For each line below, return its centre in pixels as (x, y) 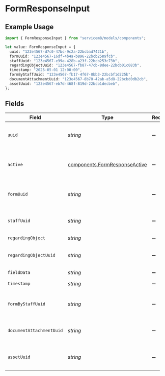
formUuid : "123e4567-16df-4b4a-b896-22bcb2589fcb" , (64, 56)
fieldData (19, 273)
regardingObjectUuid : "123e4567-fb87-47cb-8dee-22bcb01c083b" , (75, 65)
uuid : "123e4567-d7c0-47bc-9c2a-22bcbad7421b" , (59, 52)
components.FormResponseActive (108, 165)
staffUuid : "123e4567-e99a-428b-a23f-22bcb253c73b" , (65, 61)
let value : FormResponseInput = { (41, 47)
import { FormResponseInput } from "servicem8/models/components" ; (76, 38)
